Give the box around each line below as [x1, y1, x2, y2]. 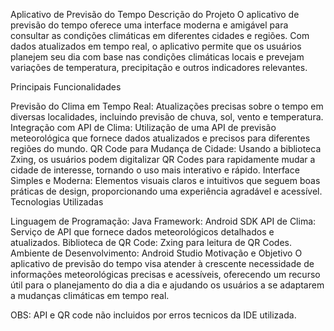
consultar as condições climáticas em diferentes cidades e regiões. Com [10, 30, 310, 41]
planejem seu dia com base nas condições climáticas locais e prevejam [10, 51, 305, 63]
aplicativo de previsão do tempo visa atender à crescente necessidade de [10, 258, 315, 269]
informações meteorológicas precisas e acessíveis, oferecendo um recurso [10, 269, 321, 280]
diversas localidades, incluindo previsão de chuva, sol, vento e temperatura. [10, 111, 324, 123]
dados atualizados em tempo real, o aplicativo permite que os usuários [10, 40, 302, 52]
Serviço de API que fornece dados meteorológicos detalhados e [10, 226, 275, 238]
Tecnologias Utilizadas [10, 196, 104, 208]
